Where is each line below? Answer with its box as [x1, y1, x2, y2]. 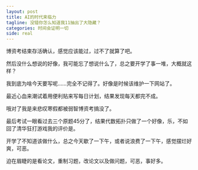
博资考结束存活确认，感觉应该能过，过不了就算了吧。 [6, 48, 136, 55]
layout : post [6, 8, 38, 15]
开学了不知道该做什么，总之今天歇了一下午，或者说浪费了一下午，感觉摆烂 [6, 138, 187, 145]
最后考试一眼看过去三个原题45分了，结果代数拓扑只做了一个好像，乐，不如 [6, 117, 189, 125]
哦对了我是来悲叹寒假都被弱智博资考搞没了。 [6, 105, 115, 112]
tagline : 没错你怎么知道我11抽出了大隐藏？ [6, 19, 101, 25]
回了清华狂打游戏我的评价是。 [6, 125, 78, 132]
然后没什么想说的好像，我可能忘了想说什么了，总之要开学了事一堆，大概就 [6, 60, 187, 67]
